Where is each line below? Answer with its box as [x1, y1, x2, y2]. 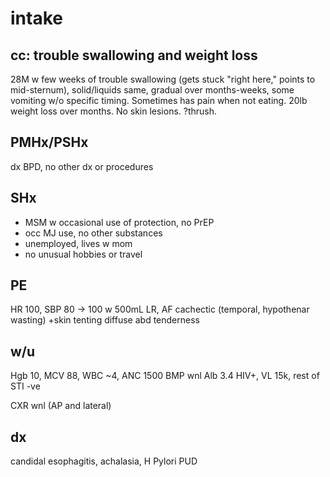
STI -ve [10, 380, 41, 392]
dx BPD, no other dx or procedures [10, 160, 154, 172]
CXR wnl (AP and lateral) [10, 400, 112, 412]
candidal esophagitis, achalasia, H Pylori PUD [10, 455, 198, 467]
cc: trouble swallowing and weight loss [10, 47, 258, 64]
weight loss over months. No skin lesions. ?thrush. [10, 105, 218, 117]
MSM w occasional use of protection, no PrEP [24, 216, 215, 228]
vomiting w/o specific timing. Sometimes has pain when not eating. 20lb [10, 95, 308, 106]
